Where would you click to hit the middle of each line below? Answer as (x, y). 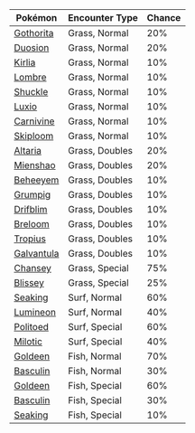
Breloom (32, 224)
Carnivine (34, 121)
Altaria (28, 151)
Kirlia (25, 62)
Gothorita (34, 33)
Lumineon (35, 312)
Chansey (33, 268)
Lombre (30, 77)
